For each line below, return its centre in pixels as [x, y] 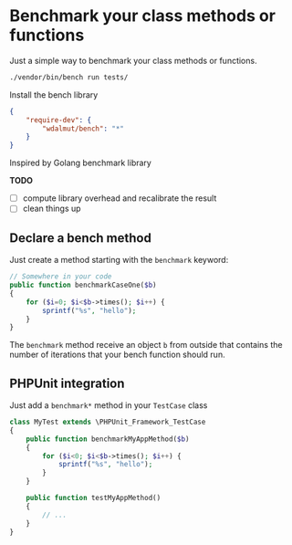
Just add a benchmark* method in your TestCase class [109, 405]
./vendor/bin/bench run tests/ [69, 77]
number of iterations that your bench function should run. [117, 355]
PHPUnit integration [67, 383]
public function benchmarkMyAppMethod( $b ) [108, 439]
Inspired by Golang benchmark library [81, 163]
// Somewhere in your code [61, 277]
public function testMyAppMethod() [94, 498]
